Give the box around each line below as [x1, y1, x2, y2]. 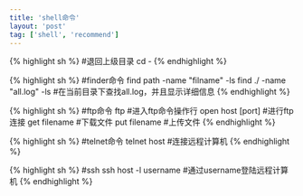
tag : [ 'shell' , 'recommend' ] [9, 30, 119, 39]
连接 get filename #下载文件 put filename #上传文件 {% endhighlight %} [9, 117, 276, 127]
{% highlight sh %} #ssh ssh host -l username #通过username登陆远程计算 [9, 164, 289, 176]
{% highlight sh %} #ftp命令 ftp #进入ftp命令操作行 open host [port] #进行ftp [9, 106, 294, 117]
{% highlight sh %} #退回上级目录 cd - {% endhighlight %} [9, 56, 228, 67]
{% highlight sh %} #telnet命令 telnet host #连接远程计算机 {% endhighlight [9, 136, 290, 147]
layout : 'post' [9, 22, 67, 31]
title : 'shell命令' [9, 13, 80, 23]
